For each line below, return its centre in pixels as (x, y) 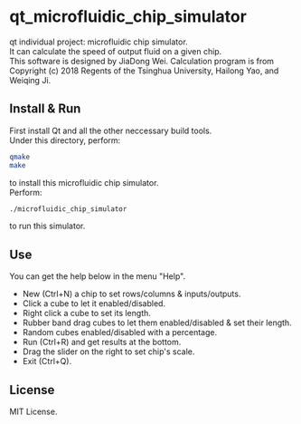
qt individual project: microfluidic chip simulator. (99, 42)
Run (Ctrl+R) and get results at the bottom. (102, 342)
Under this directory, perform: (65, 140)
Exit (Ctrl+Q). (47, 361)
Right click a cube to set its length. (87, 313)
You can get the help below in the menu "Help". (98, 276)
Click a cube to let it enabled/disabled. (94, 304)
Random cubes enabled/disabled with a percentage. (120, 332)
